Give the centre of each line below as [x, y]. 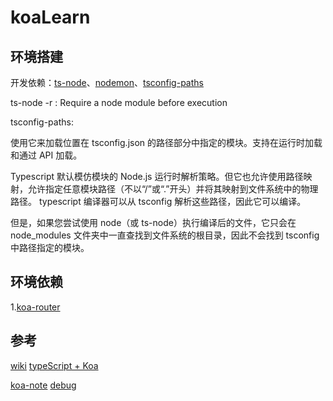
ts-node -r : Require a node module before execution [119, 102]
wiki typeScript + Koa [54, 365]
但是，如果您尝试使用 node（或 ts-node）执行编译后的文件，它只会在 [153, 222]
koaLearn [50, 17]
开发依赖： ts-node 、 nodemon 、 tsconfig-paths [107, 82]
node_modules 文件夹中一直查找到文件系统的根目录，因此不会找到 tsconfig [165, 235]
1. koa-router [35, 307]
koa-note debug [43, 385]
